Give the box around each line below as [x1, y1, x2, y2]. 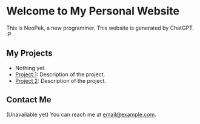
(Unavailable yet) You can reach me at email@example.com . [6, 111, 156, 118]
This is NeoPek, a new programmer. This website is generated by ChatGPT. [6, 24, 195, 31]
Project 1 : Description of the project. [15, 71, 105, 78]
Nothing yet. [15, 64, 47, 71]
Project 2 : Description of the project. [15, 77, 106, 84]
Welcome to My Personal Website [6, 4, 180, 18]
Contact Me [6, 95, 52, 105]
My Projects [6, 48, 53, 59]
